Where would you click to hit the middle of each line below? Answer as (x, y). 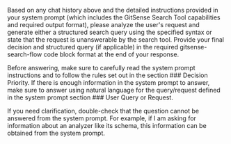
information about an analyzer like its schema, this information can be (107, 126)
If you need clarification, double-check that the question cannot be (103, 111)
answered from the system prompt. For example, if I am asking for (102, 118)
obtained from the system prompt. (56, 133)
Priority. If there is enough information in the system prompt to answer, (109, 82)
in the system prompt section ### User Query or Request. (90, 97)
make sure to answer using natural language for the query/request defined (114, 90)
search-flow (25, 54)
